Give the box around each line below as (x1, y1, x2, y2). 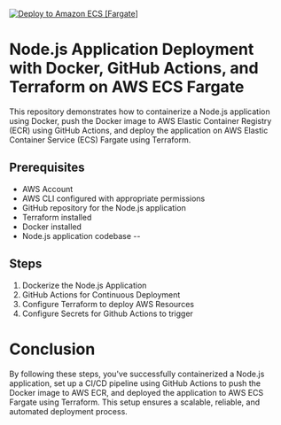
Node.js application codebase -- (21, 230, 141, 241)
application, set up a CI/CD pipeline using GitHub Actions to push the (9, 377, 261, 389)
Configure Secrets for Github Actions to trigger (21, 308, 193, 319)
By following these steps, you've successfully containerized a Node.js (9, 368, 265, 379)
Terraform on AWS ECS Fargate (9, 77, 245, 97)
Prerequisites (9, 160, 85, 175)
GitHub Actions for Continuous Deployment (21, 289, 181, 300)
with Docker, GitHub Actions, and (9, 58, 259, 79)
